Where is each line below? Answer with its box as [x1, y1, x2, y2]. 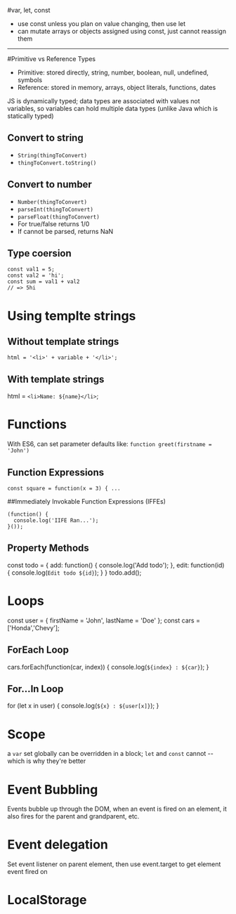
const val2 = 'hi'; [7, 272, 65, 280]
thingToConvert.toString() [17, 159, 97, 167]
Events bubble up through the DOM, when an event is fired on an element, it [7, 804, 227, 814]
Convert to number [7, 178, 93, 190]
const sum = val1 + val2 [7, 278, 80, 285]
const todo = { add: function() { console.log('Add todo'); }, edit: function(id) [7, 561, 225, 569]
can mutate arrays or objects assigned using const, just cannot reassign [17, 27, 227, 35]
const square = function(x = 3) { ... [7, 485, 121, 492]
